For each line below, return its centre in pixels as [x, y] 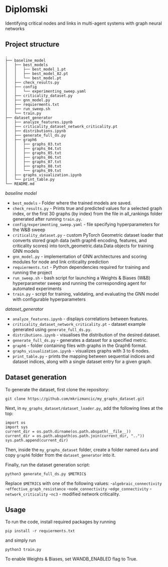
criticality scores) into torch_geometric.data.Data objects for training [83, 246]
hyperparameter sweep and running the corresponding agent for [79, 283]
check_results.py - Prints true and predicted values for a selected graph [87, 208]
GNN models [26, 251]
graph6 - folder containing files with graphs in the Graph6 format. [79, 345]
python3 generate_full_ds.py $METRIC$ [46, 474]
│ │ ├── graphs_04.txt [33, 149]
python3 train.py [23, 550]
